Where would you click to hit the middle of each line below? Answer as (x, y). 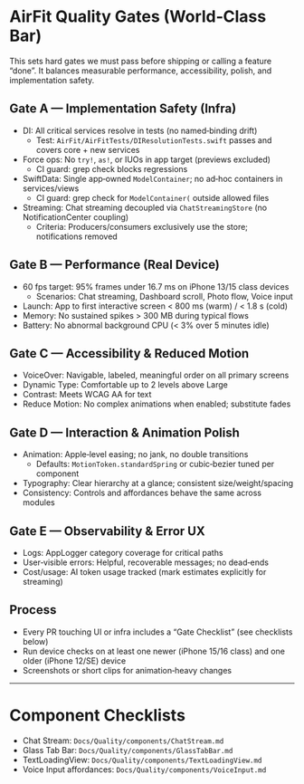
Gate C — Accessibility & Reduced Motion (129, 354)
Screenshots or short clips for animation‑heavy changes (127, 670)
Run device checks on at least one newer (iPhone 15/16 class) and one (153, 651)
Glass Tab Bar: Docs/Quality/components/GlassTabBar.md (128, 750)
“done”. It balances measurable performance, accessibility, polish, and (141, 71)
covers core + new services (88, 149)
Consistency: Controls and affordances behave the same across (142, 493)
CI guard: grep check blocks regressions (112, 168)
